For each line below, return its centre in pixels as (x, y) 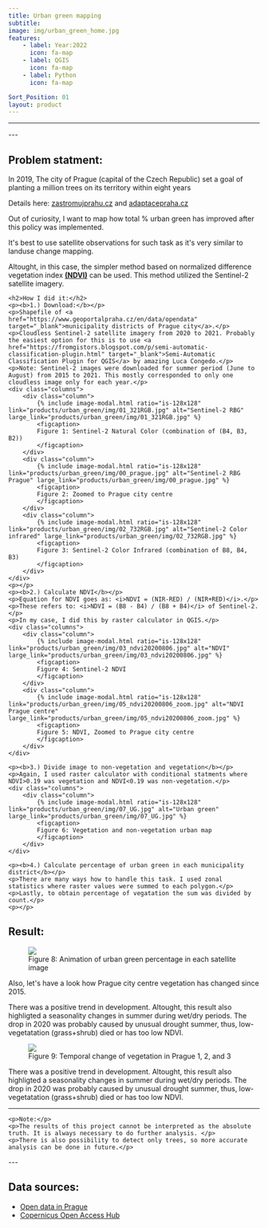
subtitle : (25, 23)
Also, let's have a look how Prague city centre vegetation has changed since (134, 983)
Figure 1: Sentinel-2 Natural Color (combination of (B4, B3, (142, 432)
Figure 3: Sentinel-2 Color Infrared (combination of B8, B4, (142, 550)
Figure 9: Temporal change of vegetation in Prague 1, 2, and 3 (130, 1056)
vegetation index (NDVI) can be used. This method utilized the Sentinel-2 (128, 275)
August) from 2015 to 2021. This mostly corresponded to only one (121, 376)
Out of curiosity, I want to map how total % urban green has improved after (131, 219)
